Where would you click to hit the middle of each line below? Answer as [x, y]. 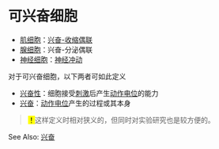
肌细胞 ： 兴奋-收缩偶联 [56, 40]
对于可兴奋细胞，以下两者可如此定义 [67, 76]
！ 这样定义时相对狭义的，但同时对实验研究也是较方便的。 [121, 120]
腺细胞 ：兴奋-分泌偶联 [56, 49]
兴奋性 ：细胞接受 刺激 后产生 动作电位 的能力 [89, 93]
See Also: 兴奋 [32, 136]
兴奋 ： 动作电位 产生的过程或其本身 [75, 103]
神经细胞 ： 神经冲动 [51, 59]
